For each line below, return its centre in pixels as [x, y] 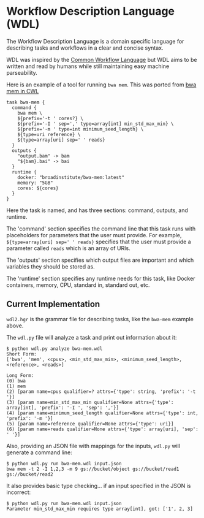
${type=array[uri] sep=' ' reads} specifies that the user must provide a [99, 242]
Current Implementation [53, 304]
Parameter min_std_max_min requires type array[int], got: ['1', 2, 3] [100, 509]
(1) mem [16, 386]
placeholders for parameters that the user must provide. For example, [94, 235]
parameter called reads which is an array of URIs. [68, 248]
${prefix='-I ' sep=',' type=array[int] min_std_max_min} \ [96, 124]
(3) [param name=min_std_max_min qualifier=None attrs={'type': [90, 402]
